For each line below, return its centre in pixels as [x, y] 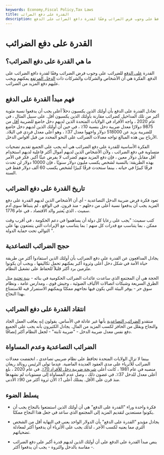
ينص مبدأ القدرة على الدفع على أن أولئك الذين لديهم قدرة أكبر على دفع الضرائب [85, 442]
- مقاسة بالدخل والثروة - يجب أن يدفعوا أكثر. [53, 447]
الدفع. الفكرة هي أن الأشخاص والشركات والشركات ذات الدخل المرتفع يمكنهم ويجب [81, 78]
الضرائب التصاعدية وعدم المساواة [51, 347]
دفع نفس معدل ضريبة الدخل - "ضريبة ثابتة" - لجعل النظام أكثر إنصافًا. [69, 331]
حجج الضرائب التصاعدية [38, 246]
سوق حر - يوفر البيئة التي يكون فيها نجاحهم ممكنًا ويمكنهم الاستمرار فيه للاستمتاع [79, 288]
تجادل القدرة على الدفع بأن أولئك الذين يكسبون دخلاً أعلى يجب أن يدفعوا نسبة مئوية [81, 111]
